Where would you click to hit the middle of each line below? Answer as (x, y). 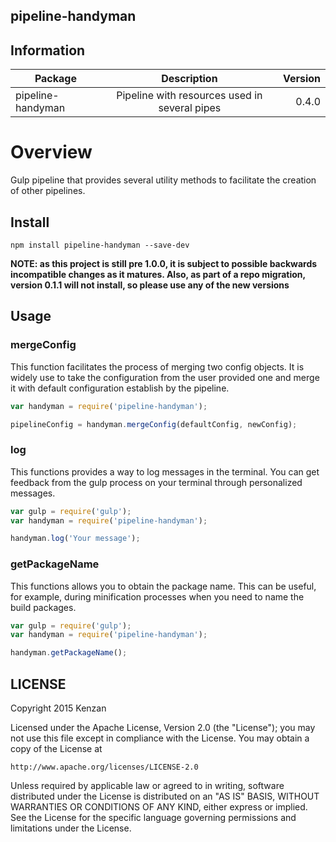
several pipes (190, 108)
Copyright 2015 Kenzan (58, 708)
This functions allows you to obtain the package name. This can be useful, (163, 586)
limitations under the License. (71, 828)
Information (48, 50)
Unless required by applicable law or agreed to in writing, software (147, 786)
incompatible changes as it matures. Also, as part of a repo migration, (158, 274)
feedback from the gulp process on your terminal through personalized (156, 482)
